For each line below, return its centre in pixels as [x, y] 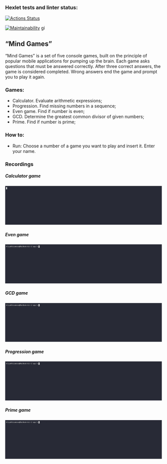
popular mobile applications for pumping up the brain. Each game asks [78, 61]
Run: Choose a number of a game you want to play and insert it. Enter [83, 146]
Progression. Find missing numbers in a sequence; [64, 106]
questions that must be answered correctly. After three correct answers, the [83, 66]
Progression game [25, 352]
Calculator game [23, 176]
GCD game [17, 293]
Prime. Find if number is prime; [44, 122]
